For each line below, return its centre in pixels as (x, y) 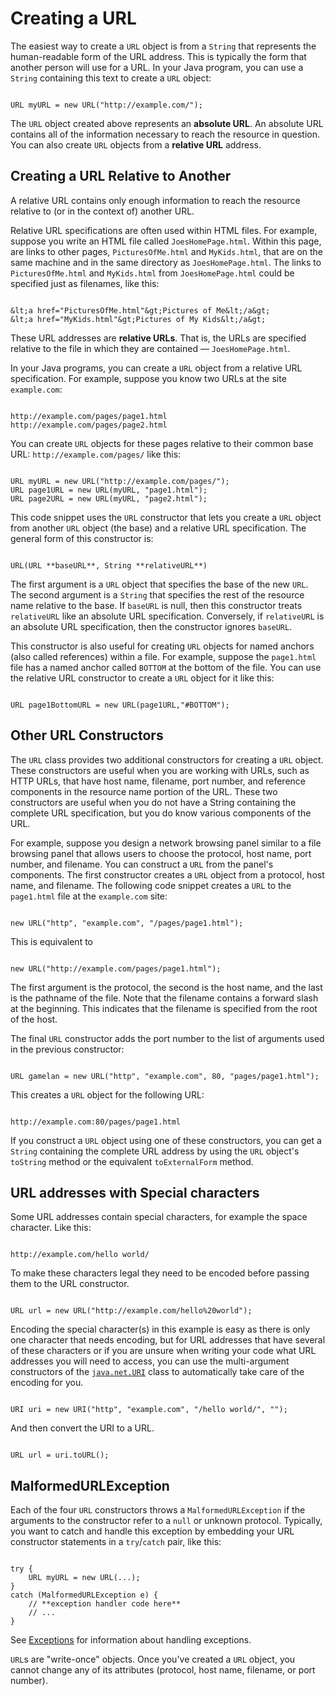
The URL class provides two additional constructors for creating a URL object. (167, 759)
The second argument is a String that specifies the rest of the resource (157, 594)
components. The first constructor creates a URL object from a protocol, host (167, 874)
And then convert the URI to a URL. (82, 1428)
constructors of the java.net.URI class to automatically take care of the (157, 1372)
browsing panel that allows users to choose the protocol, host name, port (161, 853)
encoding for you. (47, 1383)
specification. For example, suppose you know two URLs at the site (148, 378)
